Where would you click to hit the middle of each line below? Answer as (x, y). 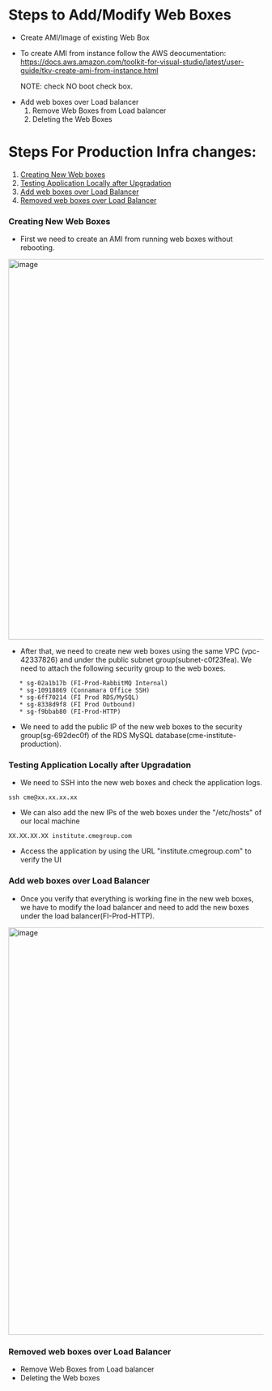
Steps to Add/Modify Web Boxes (120, 15)
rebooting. (37, 248)
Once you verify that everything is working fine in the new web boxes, (137, 898)
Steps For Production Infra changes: (132, 152)
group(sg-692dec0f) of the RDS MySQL (87, 736)
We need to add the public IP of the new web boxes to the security (131, 727)
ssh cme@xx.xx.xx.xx (43, 797)
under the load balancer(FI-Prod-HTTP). (87, 916)
